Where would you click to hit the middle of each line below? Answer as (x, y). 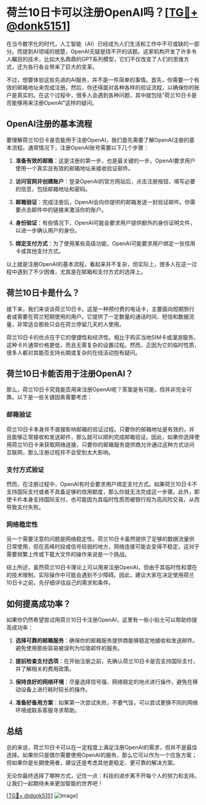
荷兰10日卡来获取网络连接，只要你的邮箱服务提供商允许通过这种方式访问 (103, 444)
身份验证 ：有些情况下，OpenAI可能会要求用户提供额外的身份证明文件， (105, 223)
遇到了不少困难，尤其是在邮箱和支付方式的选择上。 (81, 272)
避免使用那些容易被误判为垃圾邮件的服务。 (69, 648)
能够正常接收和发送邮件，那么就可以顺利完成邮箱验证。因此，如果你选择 (103, 437)
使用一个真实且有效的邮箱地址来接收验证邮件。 (74, 168)
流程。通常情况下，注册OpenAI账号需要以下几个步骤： (80, 147)
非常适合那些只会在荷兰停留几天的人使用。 (71, 324)
